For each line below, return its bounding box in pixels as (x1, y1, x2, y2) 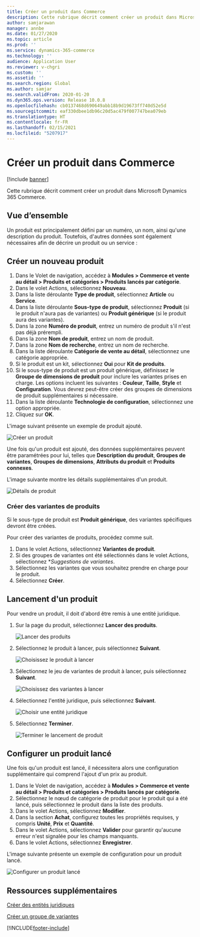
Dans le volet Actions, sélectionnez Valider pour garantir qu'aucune (15, 826, 182, 834)
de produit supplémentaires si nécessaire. (15, 392, 118, 399)
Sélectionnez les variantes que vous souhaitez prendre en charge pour (15, 564, 189, 571)
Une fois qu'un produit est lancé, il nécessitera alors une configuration (7, 765, 179, 772)
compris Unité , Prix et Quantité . (15, 820, 94, 827)
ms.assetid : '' (7, 75, 45, 81)
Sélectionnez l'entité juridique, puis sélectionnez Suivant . (15, 697, 156, 704)
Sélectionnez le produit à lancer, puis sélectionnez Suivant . (15, 644, 161, 652)
